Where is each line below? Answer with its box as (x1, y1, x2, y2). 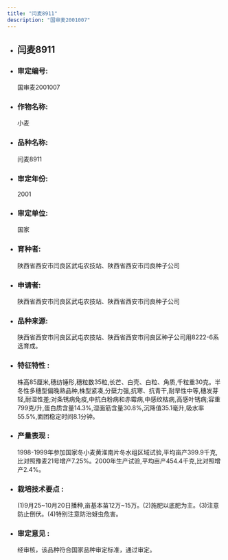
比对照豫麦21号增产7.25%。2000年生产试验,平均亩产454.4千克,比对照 (16, 457, 215, 465)
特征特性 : (16, 361, 50, 370)
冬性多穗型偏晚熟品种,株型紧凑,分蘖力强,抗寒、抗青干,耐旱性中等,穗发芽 (16, 386, 218, 394)
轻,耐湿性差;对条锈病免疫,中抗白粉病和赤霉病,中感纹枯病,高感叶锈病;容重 (16, 394, 221, 403)
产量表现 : (16, 431, 50, 441)
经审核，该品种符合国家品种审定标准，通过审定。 (16, 546, 156, 554)
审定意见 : (16, 529, 50, 539)
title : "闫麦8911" (7, 10, 58, 17)
